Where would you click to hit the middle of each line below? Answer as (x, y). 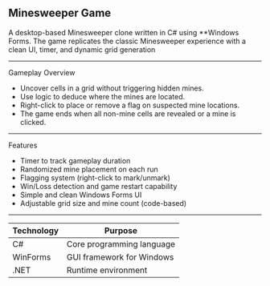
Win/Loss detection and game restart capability (98, 186)
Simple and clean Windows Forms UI (81, 195)
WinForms (32, 257)
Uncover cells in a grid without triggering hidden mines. (112, 88)
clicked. (33, 122)
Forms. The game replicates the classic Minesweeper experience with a (127, 41)
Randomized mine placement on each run (89, 169)
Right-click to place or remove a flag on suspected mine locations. (129, 105)
